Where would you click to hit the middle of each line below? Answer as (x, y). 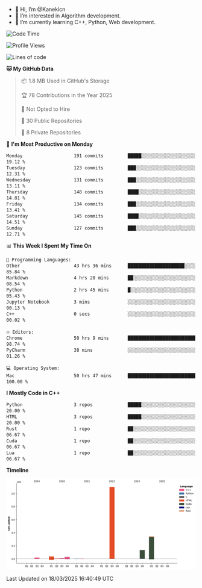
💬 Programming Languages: (39, 260)
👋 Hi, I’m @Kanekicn (40, 9)
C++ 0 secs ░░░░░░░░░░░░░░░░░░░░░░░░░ (101, 314)
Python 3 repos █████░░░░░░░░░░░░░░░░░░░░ (101, 405)
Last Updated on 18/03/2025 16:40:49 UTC (60, 579)
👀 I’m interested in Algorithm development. (68, 16)
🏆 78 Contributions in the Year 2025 (67, 95)
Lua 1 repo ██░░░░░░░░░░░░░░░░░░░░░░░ (101, 453)
